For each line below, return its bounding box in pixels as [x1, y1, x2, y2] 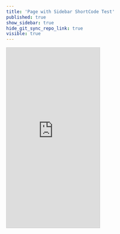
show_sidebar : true [6, 20, 54, 26]
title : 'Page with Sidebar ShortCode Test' [6, 8, 115, 15]
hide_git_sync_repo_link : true [6, 25, 83, 31]
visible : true [6, 31, 41, 37]
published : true [6, 14, 46, 20]
